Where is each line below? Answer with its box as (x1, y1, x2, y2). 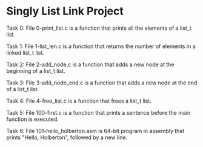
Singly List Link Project (6, 4, 124, 18)
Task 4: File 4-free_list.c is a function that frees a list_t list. (6, 97, 151, 104)
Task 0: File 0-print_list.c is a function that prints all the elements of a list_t (6, 24, 192, 32)
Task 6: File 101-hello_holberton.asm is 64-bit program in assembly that (6, 127, 185, 134)
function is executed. (6, 115, 59, 123)
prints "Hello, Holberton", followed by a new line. (6, 134, 128, 141)
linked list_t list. (6, 49, 44, 56)
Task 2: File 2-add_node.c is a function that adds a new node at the (6, 61, 175, 68)
